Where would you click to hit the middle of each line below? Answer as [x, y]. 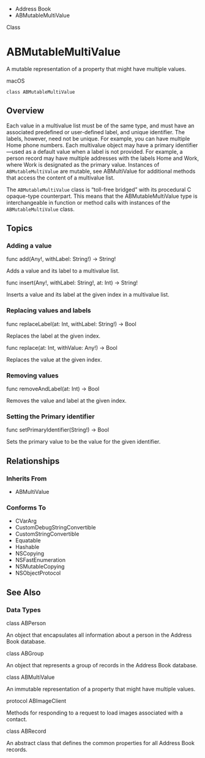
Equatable [28, 540]
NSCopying [30, 553]
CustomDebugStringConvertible [55, 528]
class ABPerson [26, 623]
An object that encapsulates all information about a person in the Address [99, 635]
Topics [20, 228]
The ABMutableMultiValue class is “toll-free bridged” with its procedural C [99, 189]
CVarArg [26, 521]
